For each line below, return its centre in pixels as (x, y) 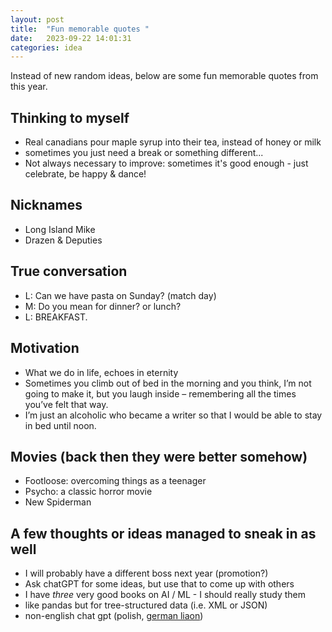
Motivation (45, 348)
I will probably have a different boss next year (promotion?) (146, 573)
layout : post (37, 19)
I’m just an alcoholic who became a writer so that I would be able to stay (173, 415)
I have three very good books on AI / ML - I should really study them (165, 595)
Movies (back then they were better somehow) (159, 456)
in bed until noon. (60, 425)
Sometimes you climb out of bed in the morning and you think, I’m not (168, 383)
